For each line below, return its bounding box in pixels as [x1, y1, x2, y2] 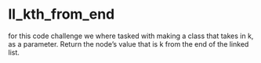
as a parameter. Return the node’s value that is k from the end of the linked [8, 39, 249, 48]
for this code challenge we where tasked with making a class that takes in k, [8, 31, 254, 40]
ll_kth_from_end [8, 5, 115, 23]
